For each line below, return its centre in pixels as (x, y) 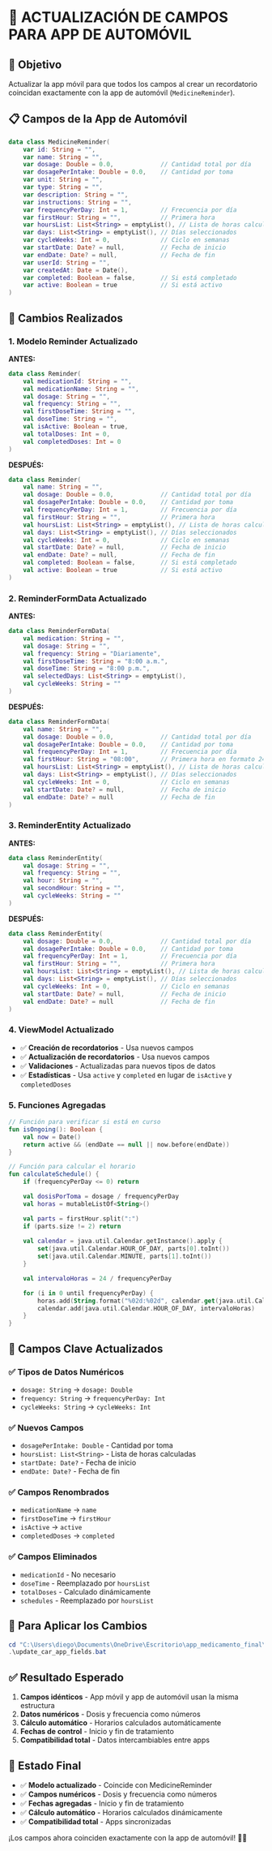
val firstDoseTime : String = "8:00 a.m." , (96, 661)
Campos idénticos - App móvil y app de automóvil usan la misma (129, 1697)
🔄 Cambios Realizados (66, 318)
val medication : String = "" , (74, 638)
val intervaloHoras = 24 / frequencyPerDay (98, 1278)
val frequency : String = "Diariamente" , (92, 653)
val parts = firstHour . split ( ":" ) (81, 1218)
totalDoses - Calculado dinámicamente (85, 1591)
